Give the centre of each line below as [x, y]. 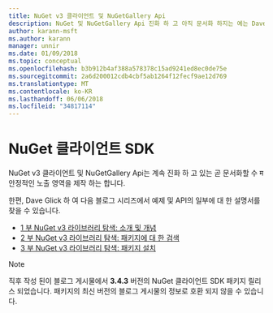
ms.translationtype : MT [49, 84]
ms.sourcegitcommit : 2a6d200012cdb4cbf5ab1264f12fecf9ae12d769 [118, 76]
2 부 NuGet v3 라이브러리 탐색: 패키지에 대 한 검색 [100, 238]
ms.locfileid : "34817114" [52, 106]
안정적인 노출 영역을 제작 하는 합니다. [67, 183]
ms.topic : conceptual [45, 62]
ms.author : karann [39, 39]
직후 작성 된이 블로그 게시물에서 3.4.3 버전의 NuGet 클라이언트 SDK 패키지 [127, 281]
